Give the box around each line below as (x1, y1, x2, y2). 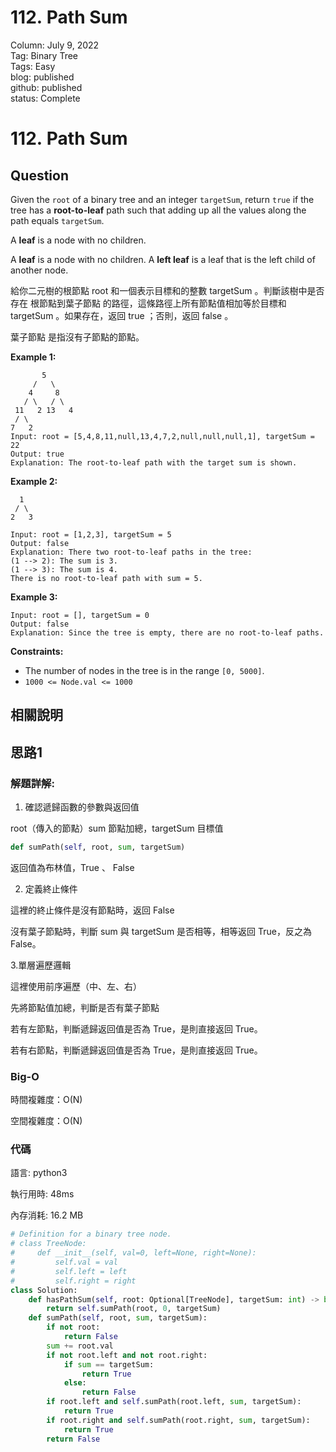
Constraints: (10, 645, 64, 657)
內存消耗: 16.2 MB (10, 1209, 84, 1221)
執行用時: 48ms (10, 1188, 75, 1200)
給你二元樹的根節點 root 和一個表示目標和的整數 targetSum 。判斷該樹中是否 (10, 284, 325, 296)
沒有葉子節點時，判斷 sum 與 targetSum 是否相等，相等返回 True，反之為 (10, 925, 312, 937)
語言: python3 (10, 1167, 68, 1179)
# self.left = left (10, 1266, 128, 1276)
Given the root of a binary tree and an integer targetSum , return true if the (10, 193, 315, 205)
